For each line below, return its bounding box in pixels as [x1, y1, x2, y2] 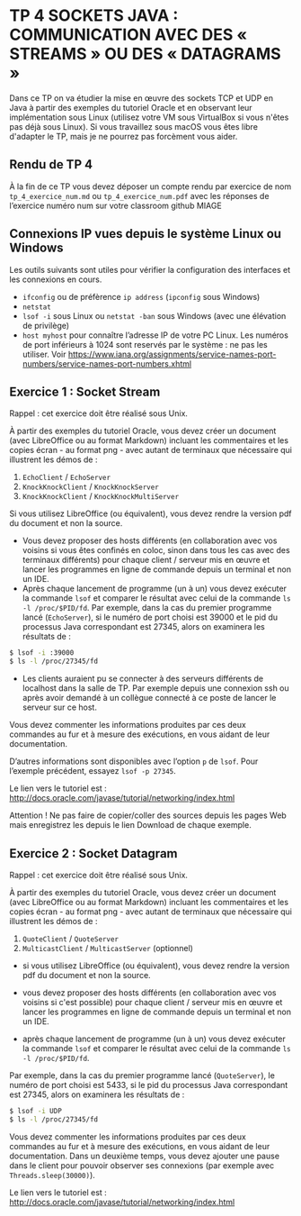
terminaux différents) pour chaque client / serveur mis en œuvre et [22, 555, 270, 566]
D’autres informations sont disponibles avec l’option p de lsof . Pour [9, 756, 259, 767]
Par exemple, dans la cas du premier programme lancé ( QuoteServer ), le [9, 1069, 276, 1081]
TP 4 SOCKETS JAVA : [9, 5, 179, 26]
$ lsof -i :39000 [9, 649, 75, 658]
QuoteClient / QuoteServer [22, 933, 120, 944]
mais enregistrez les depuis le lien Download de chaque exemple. [9, 820, 252, 830]
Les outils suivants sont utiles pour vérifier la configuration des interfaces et [9, 264, 291, 275]
